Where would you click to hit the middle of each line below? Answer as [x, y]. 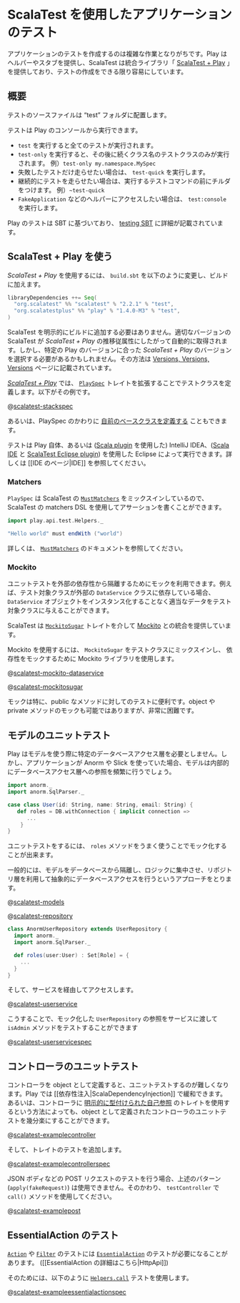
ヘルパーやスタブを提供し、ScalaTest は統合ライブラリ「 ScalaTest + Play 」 [119, 62]
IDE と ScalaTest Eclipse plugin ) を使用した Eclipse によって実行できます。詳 [120, 454]
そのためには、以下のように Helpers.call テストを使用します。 [100, 1278]
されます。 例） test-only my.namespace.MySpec [86, 163]
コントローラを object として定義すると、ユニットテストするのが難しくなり [118, 1085]
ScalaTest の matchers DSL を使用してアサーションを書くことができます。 [116, 507]
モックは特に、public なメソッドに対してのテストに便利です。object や [111, 702]
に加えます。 [26, 284]
